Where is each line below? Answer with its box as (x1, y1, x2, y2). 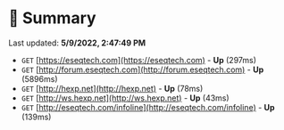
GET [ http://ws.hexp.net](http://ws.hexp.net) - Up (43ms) (21, 93, 230, 103)
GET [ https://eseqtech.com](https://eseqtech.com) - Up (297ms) (21, 54, 256, 65)
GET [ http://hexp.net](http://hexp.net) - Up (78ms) (21, 83, 204, 93)
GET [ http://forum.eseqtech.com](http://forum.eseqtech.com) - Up (21, 64, 264, 75)
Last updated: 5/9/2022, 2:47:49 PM (8, 37, 146, 48)
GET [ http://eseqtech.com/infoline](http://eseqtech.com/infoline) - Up (21, 102, 275, 112)
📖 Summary (8, 8, 96, 28)
